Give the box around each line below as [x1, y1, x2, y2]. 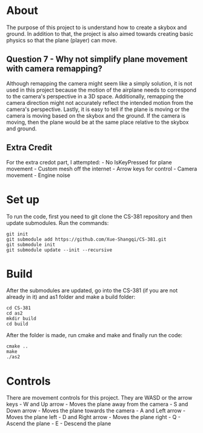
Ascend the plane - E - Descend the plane [6, 420, 111, 428]
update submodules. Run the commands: [6, 219, 109, 226]
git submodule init [6, 241, 56, 247]
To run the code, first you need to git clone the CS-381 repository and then [6, 213, 193, 220]
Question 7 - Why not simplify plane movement [6, 54, 188, 64]
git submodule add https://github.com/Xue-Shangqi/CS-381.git [6, 236, 167, 243]
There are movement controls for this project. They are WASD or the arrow [6, 394, 193, 401]
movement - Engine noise [6, 171, 71, 179]
